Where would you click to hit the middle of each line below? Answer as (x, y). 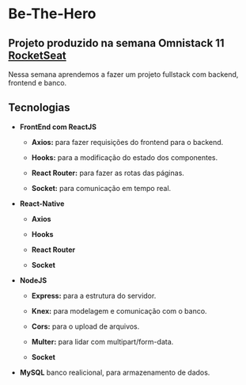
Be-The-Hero (52, 14)
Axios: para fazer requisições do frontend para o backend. (127, 142)
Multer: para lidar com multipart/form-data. (102, 341)
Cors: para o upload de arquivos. (85, 326)
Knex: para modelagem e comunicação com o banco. (119, 311)
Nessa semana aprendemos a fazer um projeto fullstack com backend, (123, 74)
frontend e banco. (38, 83)
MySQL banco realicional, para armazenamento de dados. (115, 372)
